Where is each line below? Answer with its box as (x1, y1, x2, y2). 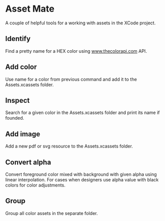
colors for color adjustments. (5, 182, 66, 188)
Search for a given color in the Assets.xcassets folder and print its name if (5, 109, 160, 116)
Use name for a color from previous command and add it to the (5, 76, 137, 82)
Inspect (5, 96, 30, 104)
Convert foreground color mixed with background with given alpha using (5, 171, 157, 177)
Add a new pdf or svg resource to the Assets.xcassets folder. (5, 143, 133, 150)
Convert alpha (5, 158, 51, 166)
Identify (5, 34, 31, 43)
